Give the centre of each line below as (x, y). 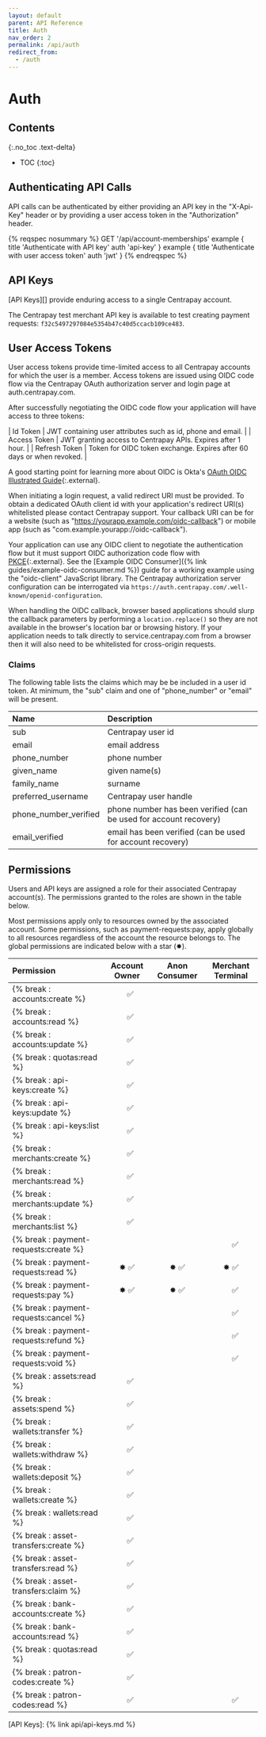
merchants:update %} (53, 1204)
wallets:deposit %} (47, 1477)
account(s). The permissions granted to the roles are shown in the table (125, 897)
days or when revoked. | (47, 457)
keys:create (34, 1090)
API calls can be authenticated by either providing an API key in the (118, 206)
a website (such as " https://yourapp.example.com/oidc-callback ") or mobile (132, 521)
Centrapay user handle (150, 796)
